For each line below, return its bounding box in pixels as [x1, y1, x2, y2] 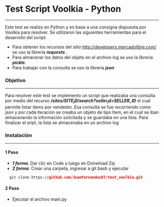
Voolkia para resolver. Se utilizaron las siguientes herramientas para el [5, 29, 146, 35]
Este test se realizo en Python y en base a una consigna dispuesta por [5, 24, 146, 30]
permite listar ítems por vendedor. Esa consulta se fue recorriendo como [5, 104, 151, 110]
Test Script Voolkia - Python [5, 3, 121, 15]
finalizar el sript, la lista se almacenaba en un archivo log [5, 120, 119, 125]
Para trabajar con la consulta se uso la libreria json [12, 64, 115, 70]
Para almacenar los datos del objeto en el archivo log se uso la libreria [12, 54, 153, 60]
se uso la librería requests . [12, 49, 67, 55]
